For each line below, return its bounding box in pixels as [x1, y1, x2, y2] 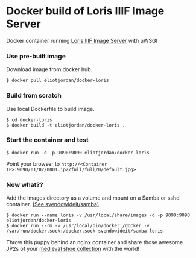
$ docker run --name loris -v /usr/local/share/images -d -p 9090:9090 [6, 212, 190, 218]
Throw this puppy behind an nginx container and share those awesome [6, 239, 183, 246]
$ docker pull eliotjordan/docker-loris [6, 77, 110, 84]
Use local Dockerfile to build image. [6, 105, 95, 112]
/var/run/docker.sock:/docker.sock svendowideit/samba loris [6, 228, 163, 234]
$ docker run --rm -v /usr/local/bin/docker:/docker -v [6, 223, 150, 229]
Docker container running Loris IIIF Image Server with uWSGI [6, 37, 158, 44]
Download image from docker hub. [6, 66, 93, 73]
